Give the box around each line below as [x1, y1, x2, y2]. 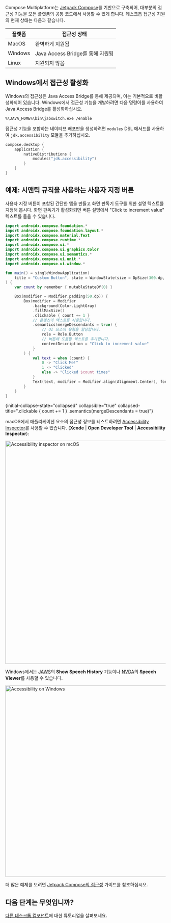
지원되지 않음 [35, 60, 65, 66]
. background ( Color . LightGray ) [32, 303, 97, 309]
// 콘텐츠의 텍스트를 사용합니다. [32, 318, 92, 323]
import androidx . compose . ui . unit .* [5, 257, 81, 262]
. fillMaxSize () [32, 308, 65, 313]
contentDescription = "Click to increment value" [41, 341, 149, 346]
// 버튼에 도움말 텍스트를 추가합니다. [41, 337, 110, 342]
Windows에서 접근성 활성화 [5, 79, 89, 87]
